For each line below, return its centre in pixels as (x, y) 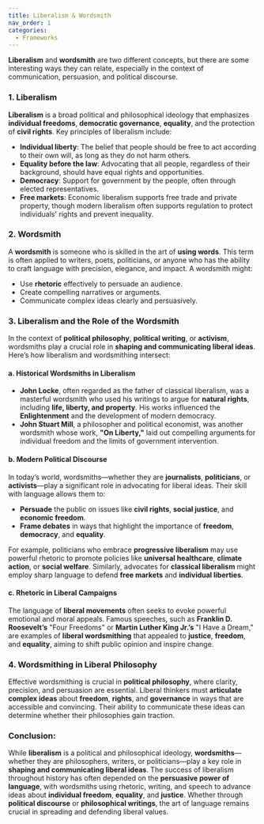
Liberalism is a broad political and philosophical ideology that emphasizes (129, 115)
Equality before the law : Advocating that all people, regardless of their (135, 164)
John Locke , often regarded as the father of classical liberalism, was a (134, 391)
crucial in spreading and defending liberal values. (88, 812)
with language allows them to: (57, 493)
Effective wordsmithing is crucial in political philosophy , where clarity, (123, 682)
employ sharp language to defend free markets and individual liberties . (126, 575)
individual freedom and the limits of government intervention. (119, 441)
